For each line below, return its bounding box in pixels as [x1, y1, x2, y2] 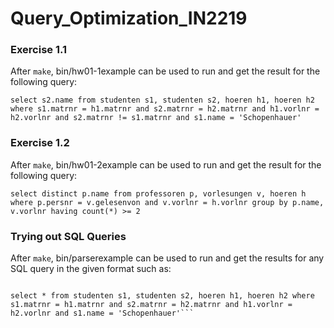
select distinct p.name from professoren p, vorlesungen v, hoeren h [10, 188, 307, 199]
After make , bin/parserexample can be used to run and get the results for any [10, 252, 325, 264]
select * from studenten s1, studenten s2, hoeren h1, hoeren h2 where [10, 291, 315, 301]
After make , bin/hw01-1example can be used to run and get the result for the [10, 65, 321, 77]
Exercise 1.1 [10, 43, 68, 57]
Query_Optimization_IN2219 [10, 7, 248, 30]
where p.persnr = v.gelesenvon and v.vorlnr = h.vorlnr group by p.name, [10, 197, 325, 207]
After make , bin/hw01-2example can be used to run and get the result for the [10, 158, 322, 171]
